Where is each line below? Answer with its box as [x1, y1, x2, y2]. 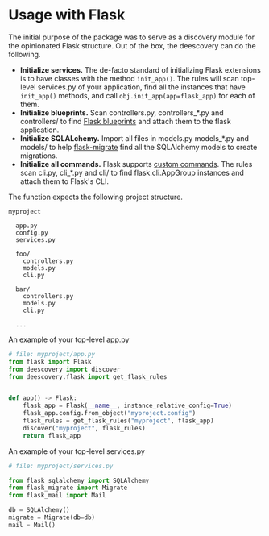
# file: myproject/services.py [8, 462, 114, 470]
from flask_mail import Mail [8, 492, 106, 500]
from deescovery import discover [8, 365, 121, 373]
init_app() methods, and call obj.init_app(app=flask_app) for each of [19, 90, 255, 100]
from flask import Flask [8, 357, 92, 366]
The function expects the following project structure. [8, 192, 184, 202]
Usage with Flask [8, 6, 126, 24]
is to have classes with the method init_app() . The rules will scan [19, 73, 239, 83]
